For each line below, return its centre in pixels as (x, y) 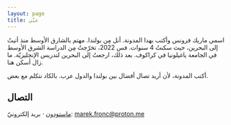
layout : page (26, 14)
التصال (20, 97)
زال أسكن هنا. (25, 62)
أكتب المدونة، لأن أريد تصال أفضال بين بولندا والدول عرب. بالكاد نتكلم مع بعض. (108, 75)
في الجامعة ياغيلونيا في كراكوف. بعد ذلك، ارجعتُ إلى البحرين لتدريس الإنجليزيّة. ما (112, 55)
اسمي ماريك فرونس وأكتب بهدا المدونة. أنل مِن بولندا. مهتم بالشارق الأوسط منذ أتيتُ (116, 40)
